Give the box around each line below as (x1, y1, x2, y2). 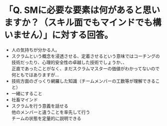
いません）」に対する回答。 (4, 29, 114, 41)
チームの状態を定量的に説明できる (11, 115, 82, 121)
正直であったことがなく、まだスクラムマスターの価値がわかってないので (11, 65, 160, 71)
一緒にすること (11, 90, 42, 96)
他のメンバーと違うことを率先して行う (11, 109, 90, 115)
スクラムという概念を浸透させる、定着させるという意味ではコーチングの (11, 53, 160, 59)
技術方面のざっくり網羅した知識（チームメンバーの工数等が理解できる (11, 78, 156, 84)
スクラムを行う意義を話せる (11, 103, 69, 109)
